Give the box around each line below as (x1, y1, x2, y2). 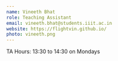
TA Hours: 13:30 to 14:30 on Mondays (6, 48, 100, 55)
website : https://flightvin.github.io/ (6, 25, 107, 32)
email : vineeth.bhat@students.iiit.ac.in (6, 20, 113, 26)
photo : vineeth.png (6, 31, 56, 37)
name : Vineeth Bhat (6, 8, 56, 15)
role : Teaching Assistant (6, 14, 71, 21)
